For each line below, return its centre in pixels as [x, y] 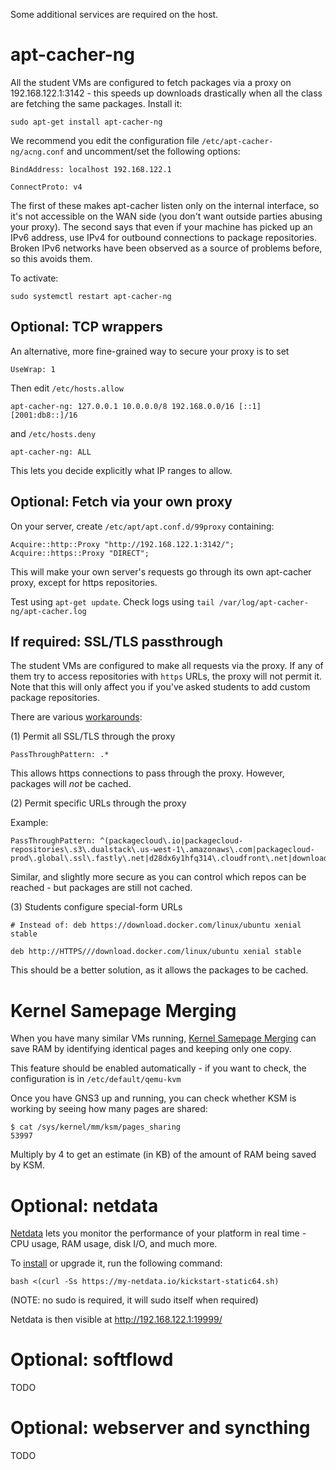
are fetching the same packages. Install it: [96, 103]
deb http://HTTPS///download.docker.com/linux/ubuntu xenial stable [156, 952]
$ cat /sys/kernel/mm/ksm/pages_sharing [96, 1127]
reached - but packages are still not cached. [101, 888]
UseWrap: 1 [33, 369]
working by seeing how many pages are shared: [109, 1109]
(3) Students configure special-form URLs [96, 907]
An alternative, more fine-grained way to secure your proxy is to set [150, 351]
